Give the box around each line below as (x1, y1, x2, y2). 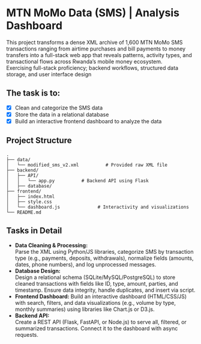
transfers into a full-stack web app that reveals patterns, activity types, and (6, 51, 192, 58)
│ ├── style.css (6, 198, 52, 204)
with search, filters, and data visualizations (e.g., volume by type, (14, 299, 176, 306)
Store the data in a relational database (14, 111, 109, 118)
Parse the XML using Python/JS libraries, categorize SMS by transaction (14, 248, 194, 255)
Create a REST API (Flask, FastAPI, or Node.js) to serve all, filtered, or (14, 318, 187, 325)
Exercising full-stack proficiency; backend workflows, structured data (6, 64, 179, 72)
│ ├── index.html (6, 193, 55, 200)
